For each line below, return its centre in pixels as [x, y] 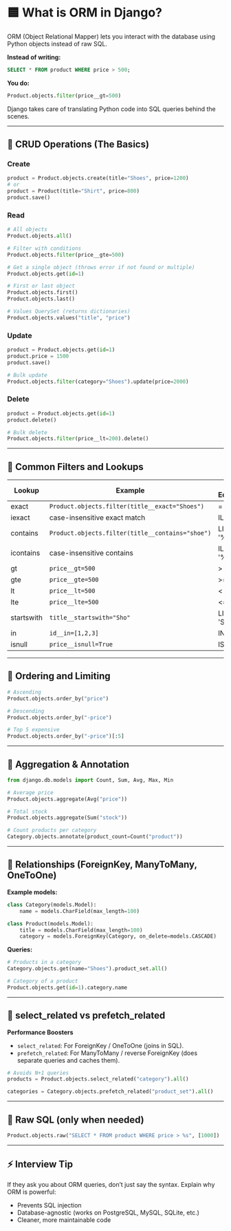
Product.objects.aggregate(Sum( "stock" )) [67, 818]
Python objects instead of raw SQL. [57, 43]
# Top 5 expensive [33, 730]
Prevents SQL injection [49, 1205]
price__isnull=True [81, 644]
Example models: [32, 892]
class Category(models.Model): [52, 905]
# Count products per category [52, 830]
